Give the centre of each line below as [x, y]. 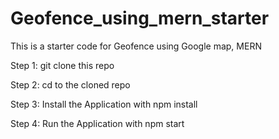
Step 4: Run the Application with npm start [97, 123]
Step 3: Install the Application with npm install [104, 104]
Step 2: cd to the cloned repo [70, 84]
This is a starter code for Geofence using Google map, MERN [136, 46]
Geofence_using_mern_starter [140, 18]
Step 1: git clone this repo [62, 65]
